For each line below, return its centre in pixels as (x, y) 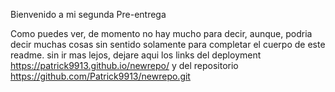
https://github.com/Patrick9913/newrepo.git (100, 76)
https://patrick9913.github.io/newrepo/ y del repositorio (124, 65)
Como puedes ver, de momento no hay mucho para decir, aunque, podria (161, 33)
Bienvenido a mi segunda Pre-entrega (88, 14)
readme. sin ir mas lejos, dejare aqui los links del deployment (136, 55)
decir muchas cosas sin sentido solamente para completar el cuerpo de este (168, 44)
